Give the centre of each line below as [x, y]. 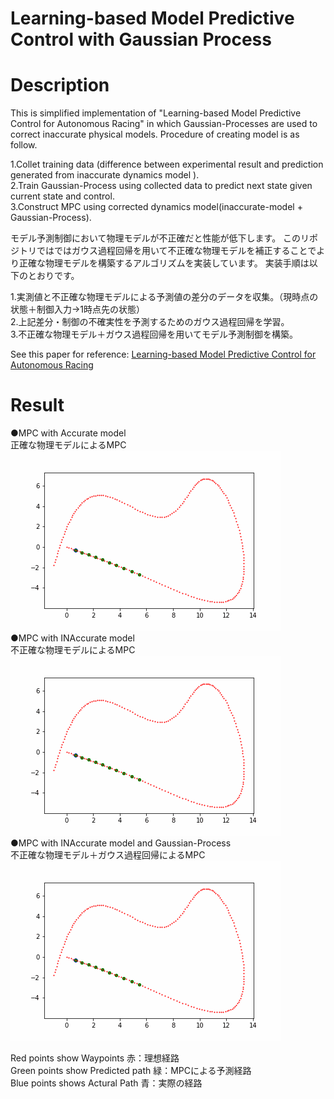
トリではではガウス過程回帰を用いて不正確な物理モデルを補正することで [167, 251]
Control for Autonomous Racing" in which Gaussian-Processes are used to [164, 124]
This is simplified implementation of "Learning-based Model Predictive [156, 113]
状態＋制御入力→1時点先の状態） [78, 309]
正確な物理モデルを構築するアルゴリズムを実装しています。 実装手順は [164, 263]
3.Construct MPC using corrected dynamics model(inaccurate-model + [156, 207]
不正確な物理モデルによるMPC [73, 650]
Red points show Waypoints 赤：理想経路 [95, 1058]
